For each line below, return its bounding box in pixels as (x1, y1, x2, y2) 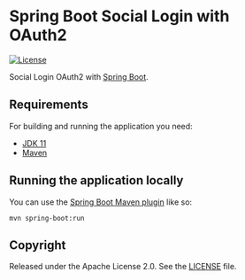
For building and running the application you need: (9, 121, 193, 131)
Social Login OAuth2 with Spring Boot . (9, 71, 149, 82)
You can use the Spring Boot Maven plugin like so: (9, 197, 193, 207)
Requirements (9, 97, 88, 113)
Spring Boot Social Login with (9, 6, 230, 27)
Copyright (9, 237, 66, 253)
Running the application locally (9, 173, 184, 188)
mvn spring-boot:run (9, 214, 86, 222)
